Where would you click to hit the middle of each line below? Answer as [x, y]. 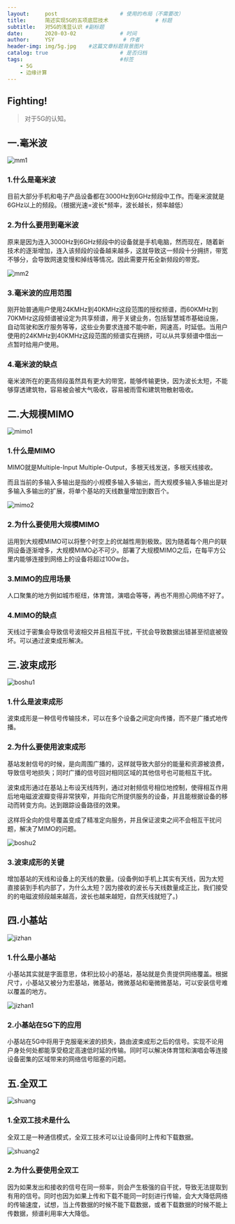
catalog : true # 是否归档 [77, 53]
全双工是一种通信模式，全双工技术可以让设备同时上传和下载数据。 [102, 1137]
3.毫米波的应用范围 [40, 293]
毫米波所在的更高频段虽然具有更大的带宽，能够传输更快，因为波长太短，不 [114, 381]
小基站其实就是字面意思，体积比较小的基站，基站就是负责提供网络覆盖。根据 [117, 974]
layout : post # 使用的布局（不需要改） [95, 14]
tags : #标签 [71, 60]
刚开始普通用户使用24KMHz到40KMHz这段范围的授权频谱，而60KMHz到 [113, 310]
